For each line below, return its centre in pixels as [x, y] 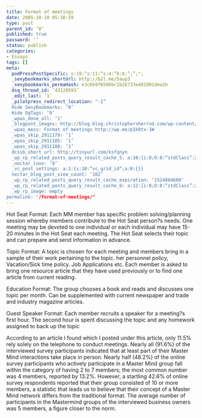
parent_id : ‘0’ [25, 29]
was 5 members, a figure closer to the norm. [61, 408]
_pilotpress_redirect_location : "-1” [59, 101]
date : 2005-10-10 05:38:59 [40, 17]
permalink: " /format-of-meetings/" [51, 197]
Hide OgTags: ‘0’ [33, 113]
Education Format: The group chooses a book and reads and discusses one [100, 289]
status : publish [26, 46]
